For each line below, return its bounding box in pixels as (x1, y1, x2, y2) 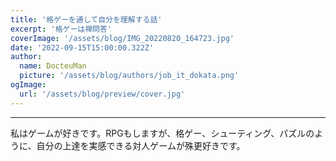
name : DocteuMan (19, 61, 87, 71)
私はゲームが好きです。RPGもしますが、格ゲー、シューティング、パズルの (10, 127, 315, 139)
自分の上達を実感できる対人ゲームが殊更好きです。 (36, 139, 246, 151)
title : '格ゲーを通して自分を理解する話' (10, 14, 163, 25)
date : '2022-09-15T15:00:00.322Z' (10, 42, 155, 53)
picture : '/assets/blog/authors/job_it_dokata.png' (19, 71, 240, 81)
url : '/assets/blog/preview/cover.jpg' (19, 89, 186, 99)
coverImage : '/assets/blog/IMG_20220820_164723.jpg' (10, 33, 235, 43)
